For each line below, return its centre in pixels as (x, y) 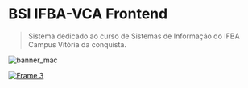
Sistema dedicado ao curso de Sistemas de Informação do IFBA (134, 36)
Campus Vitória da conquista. (77, 44)
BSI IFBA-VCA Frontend (88, 14)
